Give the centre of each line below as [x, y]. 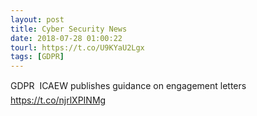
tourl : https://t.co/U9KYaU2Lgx [77, 47]
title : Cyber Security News [69, 29]
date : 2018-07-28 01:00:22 [66, 38]
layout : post [37, 19]
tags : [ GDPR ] [37, 57]
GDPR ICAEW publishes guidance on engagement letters [128, 86]
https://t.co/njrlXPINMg [58, 100]
